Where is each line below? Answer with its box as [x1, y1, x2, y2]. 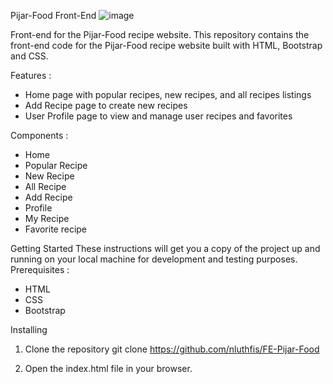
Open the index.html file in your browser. [24, 363, 193, 374]
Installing [10, 324, 48, 335]
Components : [10, 130, 69, 141]
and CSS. [10, 50, 49, 62]
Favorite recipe [24, 223, 88, 235]
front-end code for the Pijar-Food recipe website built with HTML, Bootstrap [10, 40, 323, 51]
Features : [10, 70, 52, 81]
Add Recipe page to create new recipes [24, 100, 188, 111]
